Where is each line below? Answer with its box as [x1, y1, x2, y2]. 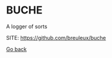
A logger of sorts [6, 23, 47, 30]
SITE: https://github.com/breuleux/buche [6, 34, 106, 41]
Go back [6, 45, 27, 53]
